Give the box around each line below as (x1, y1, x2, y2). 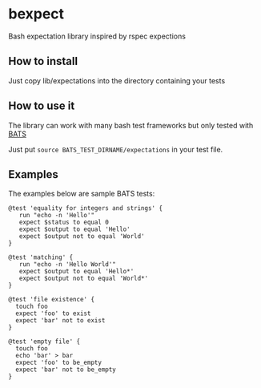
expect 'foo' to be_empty (15, 358, 102, 367)
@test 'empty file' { (8, 337, 81, 346)
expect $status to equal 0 (18, 218, 110, 227)
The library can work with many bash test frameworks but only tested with (8, 120, 254, 130)
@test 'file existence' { (8, 296, 94, 304)
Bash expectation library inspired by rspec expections (8, 31, 187, 41)
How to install (8, 55, 78, 68)
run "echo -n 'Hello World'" (18, 261, 116, 269)
